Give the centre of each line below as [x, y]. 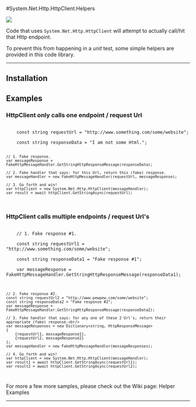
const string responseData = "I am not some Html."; [82, 143]
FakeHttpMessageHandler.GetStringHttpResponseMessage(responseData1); [94, 275]
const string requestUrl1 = [50, 244]
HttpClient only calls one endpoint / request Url [74, 115]
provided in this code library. [40, 54]
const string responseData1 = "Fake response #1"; [79, 259]
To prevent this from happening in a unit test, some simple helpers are [90, 48]
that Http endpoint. [29, 37]
